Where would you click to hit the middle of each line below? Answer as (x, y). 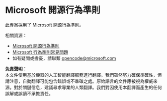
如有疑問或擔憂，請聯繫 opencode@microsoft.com (64, 58)
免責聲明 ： (16, 69)
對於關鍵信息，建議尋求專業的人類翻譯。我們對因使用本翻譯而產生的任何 (88, 87)
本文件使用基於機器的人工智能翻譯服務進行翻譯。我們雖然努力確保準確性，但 (83, 75)
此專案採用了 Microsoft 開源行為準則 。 (44, 25)
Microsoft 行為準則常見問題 (40, 52)
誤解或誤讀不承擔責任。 (29, 93)
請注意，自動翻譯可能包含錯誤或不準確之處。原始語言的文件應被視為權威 (79, 81)
